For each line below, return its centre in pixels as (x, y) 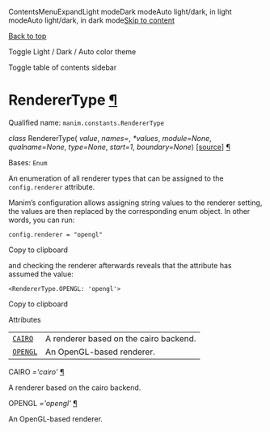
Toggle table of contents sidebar (63, 67)
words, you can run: (42, 220)
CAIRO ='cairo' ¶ (36, 371)
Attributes (25, 319)
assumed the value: (41, 274)
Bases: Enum (28, 162)
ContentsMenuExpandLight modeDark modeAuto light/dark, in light (120, 12)
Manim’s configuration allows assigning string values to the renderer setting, (135, 203)
